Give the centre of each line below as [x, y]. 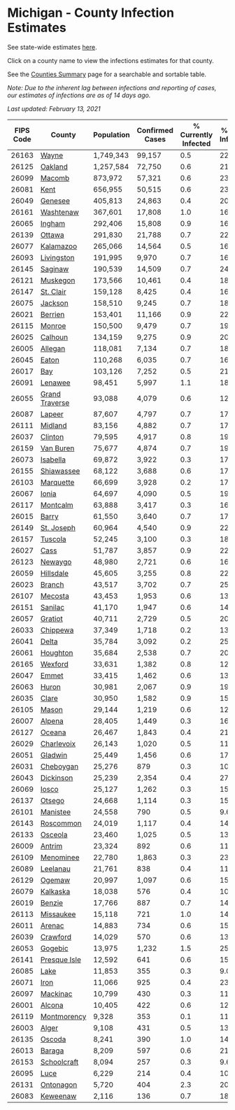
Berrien [52, 314]
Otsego [52, 800]
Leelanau [56, 869]
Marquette [57, 482]
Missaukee [58, 914]
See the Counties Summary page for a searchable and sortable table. [107, 74]
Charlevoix [58, 743]
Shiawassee [60, 471]
